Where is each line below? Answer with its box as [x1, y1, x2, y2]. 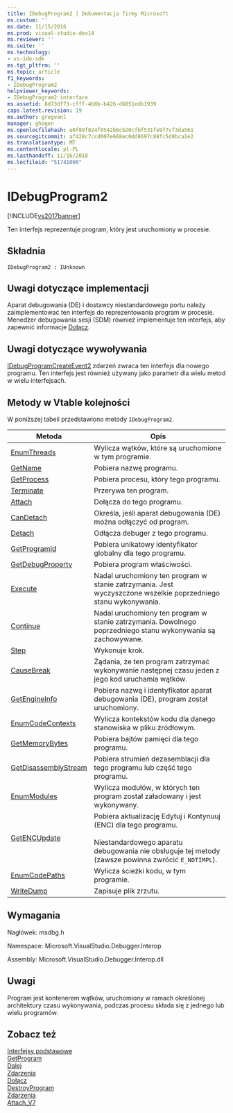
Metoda [35, 431, 62, 441]
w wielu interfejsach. [7, 377, 67, 385]
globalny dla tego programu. [94, 548, 186, 558]
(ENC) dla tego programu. [94, 820, 178, 830]
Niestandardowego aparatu [94, 837, 183, 847]
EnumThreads [10, 447, 56, 457]
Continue [10, 621, 41, 631]
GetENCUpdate [10, 833, 61, 843]
